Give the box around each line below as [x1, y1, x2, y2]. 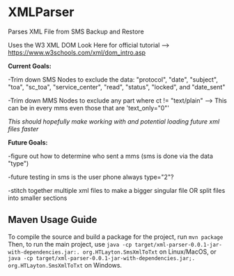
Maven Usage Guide [8, 214, 97, 226]
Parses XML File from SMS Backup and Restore [8, 27, 145, 36]
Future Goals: [8, 138, 48, 147]
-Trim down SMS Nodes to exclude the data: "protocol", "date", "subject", [8, 75, 219, 84]
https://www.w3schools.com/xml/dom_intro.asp [8, 48, 146, 57]
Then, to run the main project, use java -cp [8, 240, 132, 248]
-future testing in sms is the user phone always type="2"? [8, 173, 174, 181]
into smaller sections [8, 194, 68, 202]
